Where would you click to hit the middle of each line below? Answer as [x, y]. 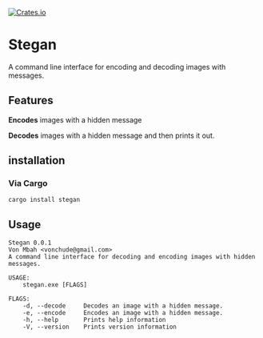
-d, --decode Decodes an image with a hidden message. [123, 306]
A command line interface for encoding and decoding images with [117, 66]
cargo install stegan [44, 200]
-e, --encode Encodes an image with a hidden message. [123, 313]
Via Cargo [28, 183]
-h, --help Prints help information [94, 320]
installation [37, 161]
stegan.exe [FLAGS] [55, 285]
